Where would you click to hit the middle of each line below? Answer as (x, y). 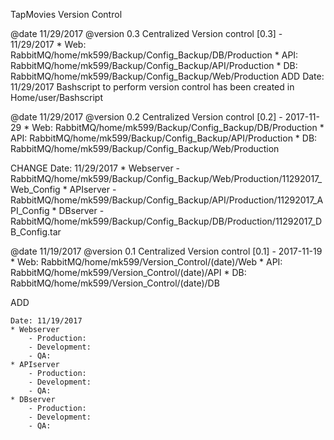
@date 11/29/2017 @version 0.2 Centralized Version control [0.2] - (146, 117)
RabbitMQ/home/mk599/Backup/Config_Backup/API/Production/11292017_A (167, 200)
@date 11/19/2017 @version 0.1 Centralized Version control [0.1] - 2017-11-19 (166, 251)
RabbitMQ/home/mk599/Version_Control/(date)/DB (115, 283)
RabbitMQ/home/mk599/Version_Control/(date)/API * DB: (128, 272)
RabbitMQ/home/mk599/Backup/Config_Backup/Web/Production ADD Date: (167, 76)
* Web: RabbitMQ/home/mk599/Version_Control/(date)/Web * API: (146, 262)
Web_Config (35, 189)
